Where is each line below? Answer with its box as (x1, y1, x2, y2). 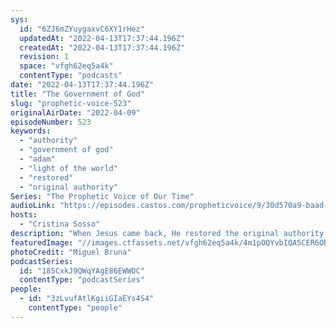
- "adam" (19, 154, 56, 164)
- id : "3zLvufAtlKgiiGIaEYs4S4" (19, 294, 155, 304)
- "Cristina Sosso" (19, 219, 101, 230)
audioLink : (10, 201, 56, 211)
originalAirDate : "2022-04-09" (10, 107, 141, 118)
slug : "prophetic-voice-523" (10, 98, 132, 108)
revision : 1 (19, 52, 70, 62)
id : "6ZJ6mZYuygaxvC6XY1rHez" (19, 24, 145, 34)
